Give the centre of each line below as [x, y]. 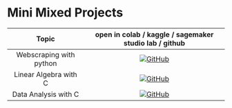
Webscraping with [46, 54]
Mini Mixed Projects [65, 13]
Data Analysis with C [46, 94]
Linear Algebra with [45, 74]
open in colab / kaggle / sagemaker [154, 34]
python [46, 63]
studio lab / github [154, 43]
